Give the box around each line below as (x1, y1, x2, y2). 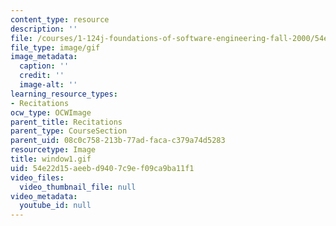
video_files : (10, 172, 65, 183)
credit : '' (19, 71, 65, 81)
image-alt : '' (19, 80, 78, 90)
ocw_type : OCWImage (10, 107, 92, 118)
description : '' (10, 24, 78, 34)
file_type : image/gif (10, 42, 101, 53)
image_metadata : (10, 52, 78, 62)
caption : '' (19, 61, 70, 71)
